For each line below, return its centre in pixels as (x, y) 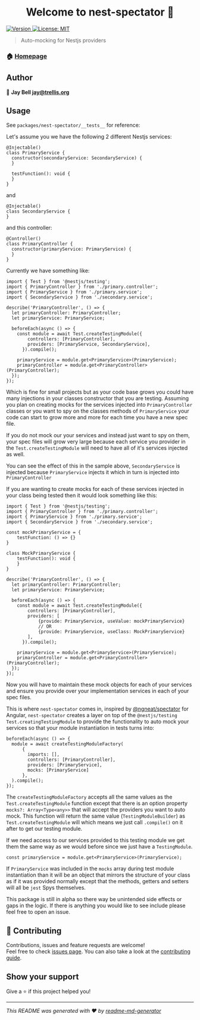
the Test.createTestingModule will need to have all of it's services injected (97, 448)
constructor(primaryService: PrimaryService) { (72, 249)
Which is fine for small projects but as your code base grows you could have (100, 392)
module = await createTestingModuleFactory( (68, 744)
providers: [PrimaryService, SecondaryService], (89, 345)
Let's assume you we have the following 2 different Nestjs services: (89, 137)
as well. (15, 454)
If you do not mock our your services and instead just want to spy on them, (98, 435)
